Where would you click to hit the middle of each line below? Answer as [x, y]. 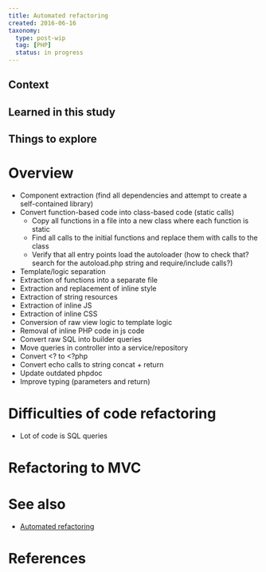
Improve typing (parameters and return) [85, 382]
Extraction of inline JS [56, 306]
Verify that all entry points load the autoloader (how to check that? [140, 255]
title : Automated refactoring [59, 16]
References [47, 559]
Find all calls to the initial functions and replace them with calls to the [145, 238]
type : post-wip [41, 38]
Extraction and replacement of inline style [88, 288]
